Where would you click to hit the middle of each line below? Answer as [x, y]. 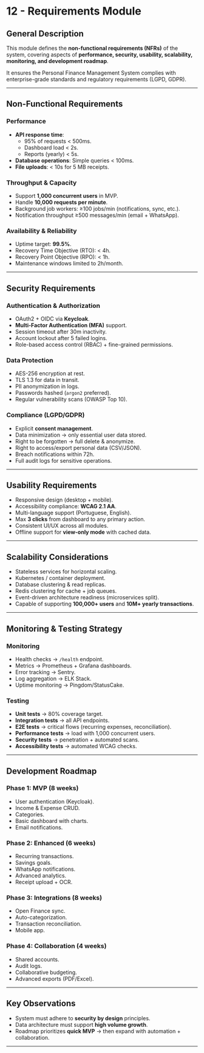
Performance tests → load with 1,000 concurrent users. [85, 734]
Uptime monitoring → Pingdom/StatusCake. [70, 685]
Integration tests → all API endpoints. [62, 720]
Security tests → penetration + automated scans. [77, 740]
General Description [45, 34]
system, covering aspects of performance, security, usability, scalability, [100, 55]
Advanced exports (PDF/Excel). [54, 978]
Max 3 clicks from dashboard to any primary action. [80, 519]
